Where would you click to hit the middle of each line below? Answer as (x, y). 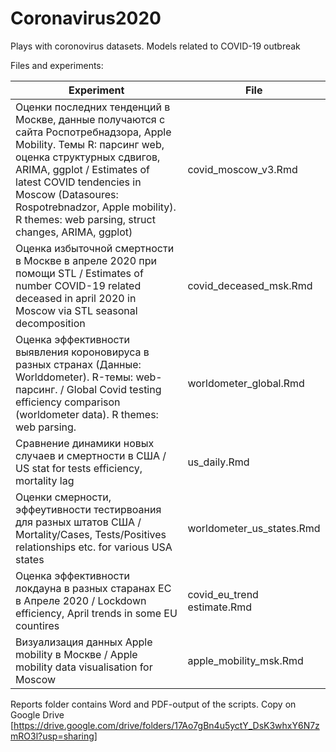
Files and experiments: (57, 65)
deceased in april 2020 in (76, 298)
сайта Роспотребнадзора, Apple (93, 132)
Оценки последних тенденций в (93, 107)
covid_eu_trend (223, 594)
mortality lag (45, 480)
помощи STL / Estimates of (79, 273)
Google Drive (37, 714)
